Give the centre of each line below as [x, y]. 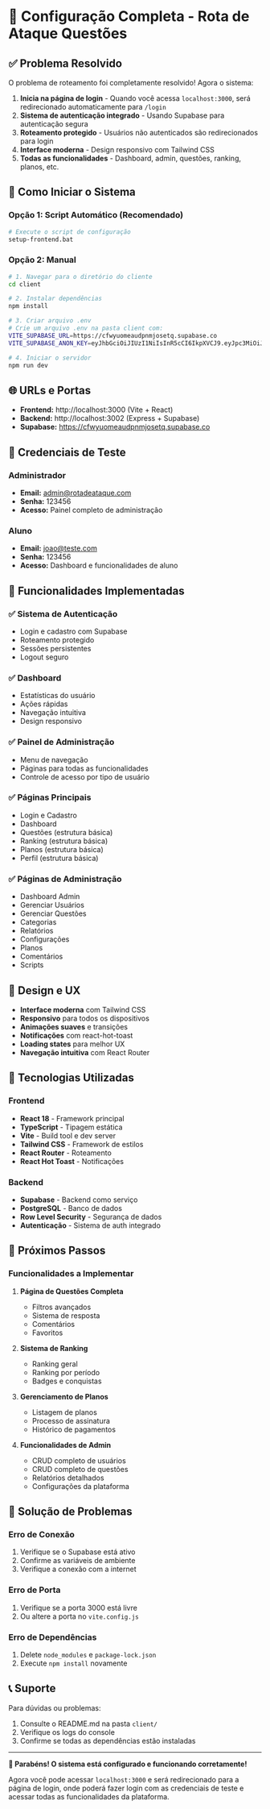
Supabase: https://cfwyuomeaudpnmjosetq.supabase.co [115, 427]
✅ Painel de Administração [61, 742]
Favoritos [47, 1333]
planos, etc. [39, 167]
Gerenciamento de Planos [64, 1396]
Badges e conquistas [67, 1381]
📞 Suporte [32, 1688]
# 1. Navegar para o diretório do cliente [80, 277]
